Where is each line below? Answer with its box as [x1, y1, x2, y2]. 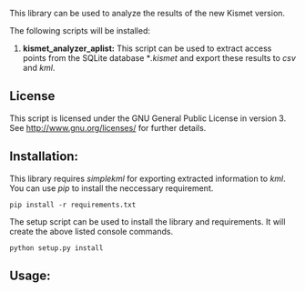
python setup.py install [9, 243, 104, 253]
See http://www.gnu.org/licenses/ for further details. [9, 122, 207, 133]
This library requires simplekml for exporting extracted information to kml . [9, 173, 287, 184]
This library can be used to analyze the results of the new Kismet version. [9, 8, 285, 18]
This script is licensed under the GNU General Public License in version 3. [9, 113, 287, 124]
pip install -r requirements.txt [9, 200, 137, 209]
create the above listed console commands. [9, 226, 174, 237]
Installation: [9, 149, 79, 165]
